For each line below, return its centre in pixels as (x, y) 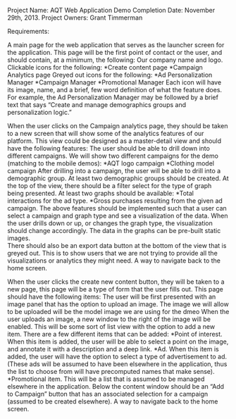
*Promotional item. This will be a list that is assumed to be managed (106, 379)
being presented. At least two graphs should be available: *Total (101, 193)
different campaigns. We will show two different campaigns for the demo (113, 156)
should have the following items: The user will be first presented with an (112, 296)
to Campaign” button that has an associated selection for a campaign (108, 394)
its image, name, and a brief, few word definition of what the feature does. (115, 90)
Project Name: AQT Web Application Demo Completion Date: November (111, 10)
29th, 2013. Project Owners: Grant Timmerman (75, 18)
